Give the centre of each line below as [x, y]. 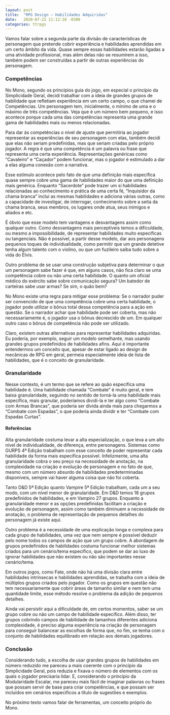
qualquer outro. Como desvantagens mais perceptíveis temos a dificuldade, [84, 227]
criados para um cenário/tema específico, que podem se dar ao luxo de [80, 551]
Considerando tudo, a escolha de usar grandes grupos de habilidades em [82, 660]
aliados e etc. [19, 212]
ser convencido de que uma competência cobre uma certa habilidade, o [80, 301]
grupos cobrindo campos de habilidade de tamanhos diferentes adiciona [81, 620]
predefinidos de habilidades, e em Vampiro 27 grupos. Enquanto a [74, 498]
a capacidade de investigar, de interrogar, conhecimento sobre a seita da [82, 202]
